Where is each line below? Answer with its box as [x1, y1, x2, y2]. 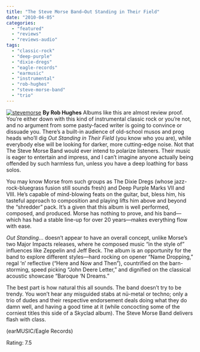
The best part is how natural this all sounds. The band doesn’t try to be [6, 284, 182, 291]
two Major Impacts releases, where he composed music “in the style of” [6, 240, 185, 248]
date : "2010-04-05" [6, 14, 55, 20]
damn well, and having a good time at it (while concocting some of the [6, 303, 180, 310]
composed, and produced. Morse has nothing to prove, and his [6, 209, 162, 216]
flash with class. [6, 315, 46, 323]
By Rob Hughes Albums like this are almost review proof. [42, 109, 183, 116]
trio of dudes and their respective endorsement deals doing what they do [6, 296, 187, 303]
